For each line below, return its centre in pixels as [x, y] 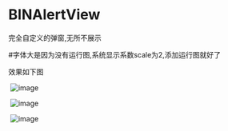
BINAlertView [54, 15]
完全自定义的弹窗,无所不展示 [55, 38]
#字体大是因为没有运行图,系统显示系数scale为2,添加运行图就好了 [115, 54]
